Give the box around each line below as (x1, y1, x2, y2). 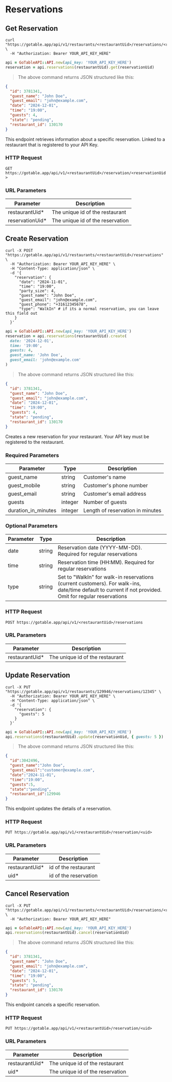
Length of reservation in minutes (83, 506, 162, 514)
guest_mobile (8, 482, 40, 489)
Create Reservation (5, 234, 69, 243)
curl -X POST (5, 248, 33, 253)
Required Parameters (5, 452, 59, 459)
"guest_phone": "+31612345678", (18, 301, 88, 307)
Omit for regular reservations (57, 593, 127, 600)
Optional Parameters (5, 522, 58, 529)
